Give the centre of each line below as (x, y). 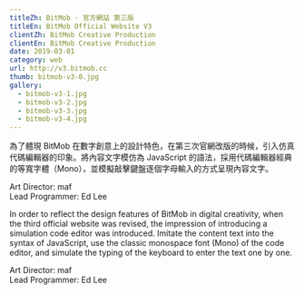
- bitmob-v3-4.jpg (53, 119)
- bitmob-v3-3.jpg (53, 111)
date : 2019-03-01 (42, 52)
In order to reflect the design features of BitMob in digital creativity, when (147, 214)
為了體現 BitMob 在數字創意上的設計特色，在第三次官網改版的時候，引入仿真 (152, 146)
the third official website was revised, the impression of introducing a (138, 224)
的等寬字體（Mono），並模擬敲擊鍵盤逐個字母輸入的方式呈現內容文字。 (142, 169)
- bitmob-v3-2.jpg (53, 102)
